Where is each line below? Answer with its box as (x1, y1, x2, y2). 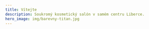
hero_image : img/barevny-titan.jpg (5, 16, 80, 21)
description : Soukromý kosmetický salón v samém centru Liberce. (5, 12, 144, 17)
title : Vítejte (5, 7, 37, 12)
